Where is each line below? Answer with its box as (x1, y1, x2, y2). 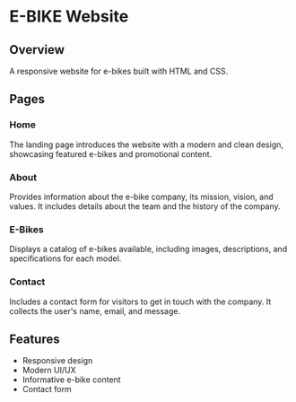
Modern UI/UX (22, 365, 76, 376)
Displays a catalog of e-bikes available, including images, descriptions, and (9, 244, 288, 255)
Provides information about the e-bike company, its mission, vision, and (9, 191, 274, 202)
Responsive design (22, 355, 93, 366)
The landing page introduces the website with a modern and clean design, (9, 139, 284, 150)
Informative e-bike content (22, 374, 121, 385)
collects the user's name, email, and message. (9, 305, 181, 316)
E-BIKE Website (9, 6, 129, 27)
